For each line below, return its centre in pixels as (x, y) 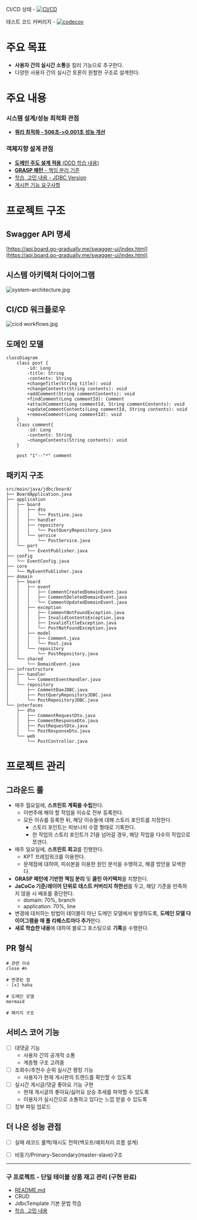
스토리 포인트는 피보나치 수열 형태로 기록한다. (84, 827)
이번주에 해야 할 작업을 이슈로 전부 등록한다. (73, 812)
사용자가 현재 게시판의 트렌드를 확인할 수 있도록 (77, 1077)
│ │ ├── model (28, 633)
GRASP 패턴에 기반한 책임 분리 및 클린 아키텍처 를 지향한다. (81, 878)
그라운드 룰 (25, 790)
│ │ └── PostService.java (48, 541)
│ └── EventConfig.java (38, 561)
